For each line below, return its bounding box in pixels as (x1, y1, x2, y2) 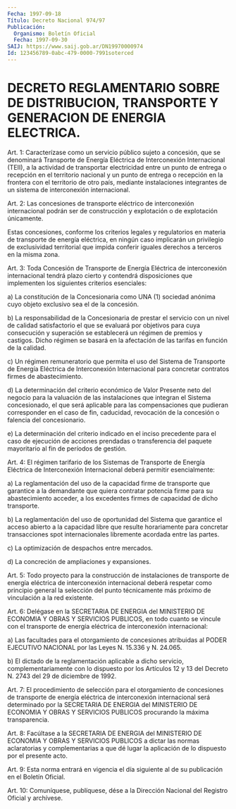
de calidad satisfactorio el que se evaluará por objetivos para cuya (7, 321, 201, 330)
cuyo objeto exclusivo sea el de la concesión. (7, 300, 139, 308)
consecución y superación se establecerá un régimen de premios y (7, 328, 203, 337)
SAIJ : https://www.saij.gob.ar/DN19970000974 (7, 43, 143, 50)
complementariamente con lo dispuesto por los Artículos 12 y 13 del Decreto (7, 664, 229, 672)
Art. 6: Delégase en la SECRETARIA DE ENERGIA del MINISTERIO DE (7, 607, 206, 615)
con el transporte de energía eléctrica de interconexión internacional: (7, 622, 208, 630)
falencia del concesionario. (7, 415, 86, 424)
